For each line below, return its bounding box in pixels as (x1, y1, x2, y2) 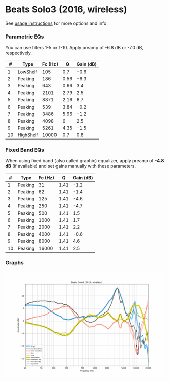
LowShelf (17, 68, 37, 75)
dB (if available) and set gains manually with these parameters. (5, 163, 136, 169)
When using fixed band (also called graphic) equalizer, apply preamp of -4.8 (5, 158, 164, 164)
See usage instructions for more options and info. (5, 20, 108, 26)
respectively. (5, 50, 32, 56)
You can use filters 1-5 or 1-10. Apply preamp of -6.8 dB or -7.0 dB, (5, 45, 144, 51)
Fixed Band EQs (5, 146, 44, 153)
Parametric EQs (5, 33, 44, 40)
